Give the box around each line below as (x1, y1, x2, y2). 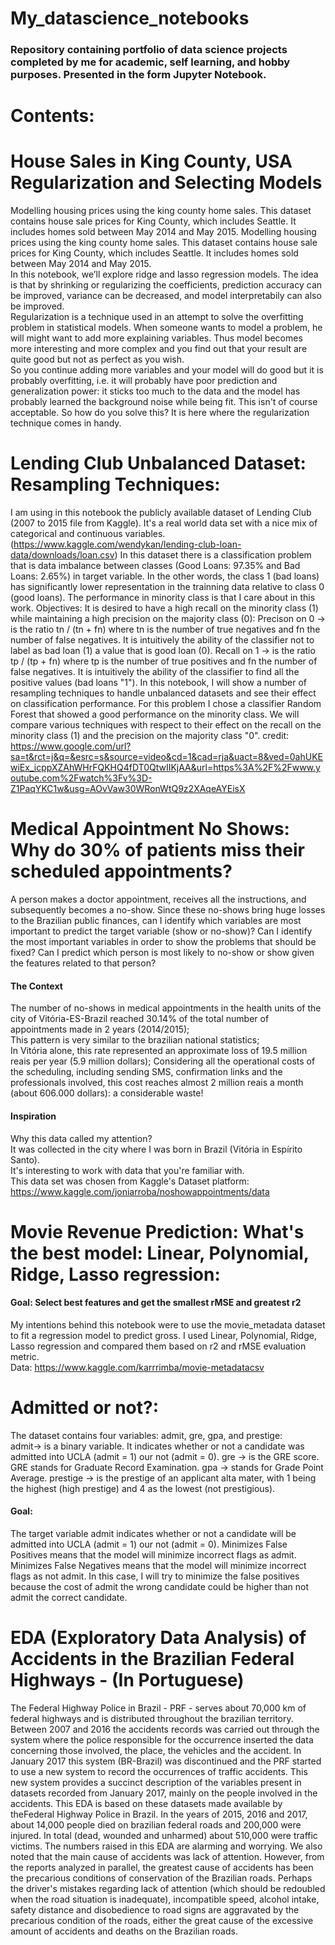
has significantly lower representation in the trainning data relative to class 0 (10, 581, 325, 593)
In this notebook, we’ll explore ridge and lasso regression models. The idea (10, 268, 319, 281)
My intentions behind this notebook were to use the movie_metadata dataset (10, 1318, 326, 1331)
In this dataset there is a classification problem (119, 549, 312, 561)
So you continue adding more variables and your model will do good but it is (10, 364, 324, 376)
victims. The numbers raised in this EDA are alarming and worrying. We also (10, 1840, 323, 1852)
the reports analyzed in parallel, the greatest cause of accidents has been (10, 1861, 314, 1873)
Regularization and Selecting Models (10, 172, 323, 194)
